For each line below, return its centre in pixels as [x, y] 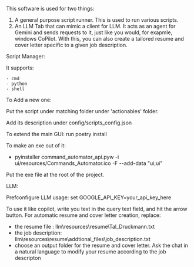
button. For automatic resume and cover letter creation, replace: [83, 215]
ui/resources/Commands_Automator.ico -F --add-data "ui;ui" [88, 163]
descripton [28, 258]
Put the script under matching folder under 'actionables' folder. [82, 111]
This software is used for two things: [51, 9]
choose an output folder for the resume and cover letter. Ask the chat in [101, 245]
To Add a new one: [29, 100]
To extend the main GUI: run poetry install [56, 134]
